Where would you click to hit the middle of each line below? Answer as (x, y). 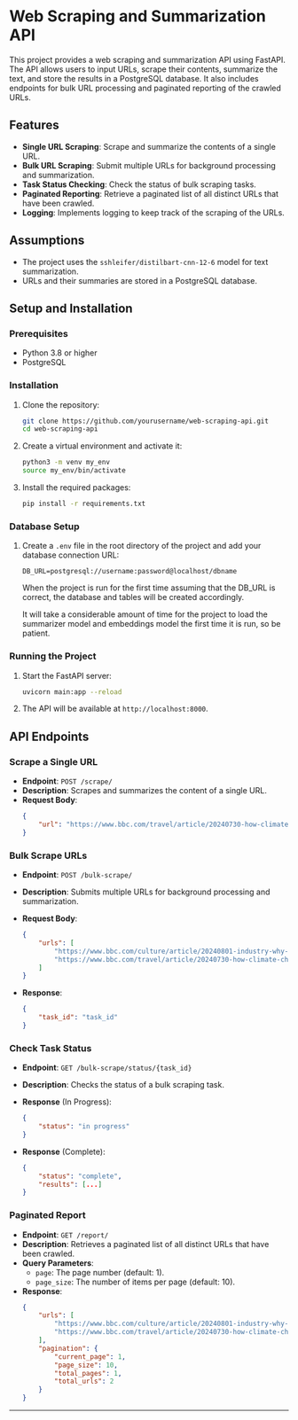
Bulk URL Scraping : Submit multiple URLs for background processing (149, 165)
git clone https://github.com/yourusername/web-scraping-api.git (145, 421)
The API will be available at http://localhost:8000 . (115, 709)
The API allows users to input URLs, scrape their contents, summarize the (143, 69)
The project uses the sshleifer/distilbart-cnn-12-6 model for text (145, 261)
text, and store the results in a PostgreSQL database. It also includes (134, 78)
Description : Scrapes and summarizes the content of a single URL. (145, 791)
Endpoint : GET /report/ (65, 1235)
